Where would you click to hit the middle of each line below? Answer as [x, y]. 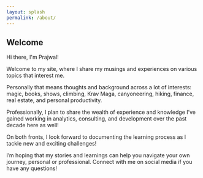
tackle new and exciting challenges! [52, 144]
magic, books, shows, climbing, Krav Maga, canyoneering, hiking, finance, [100, 94]
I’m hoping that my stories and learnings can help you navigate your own [98, 155]
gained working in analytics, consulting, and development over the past [97, 119]
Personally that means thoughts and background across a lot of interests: [99, 87]
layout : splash [26, 12]
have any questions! [32, 168]
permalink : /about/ [31, 18]
